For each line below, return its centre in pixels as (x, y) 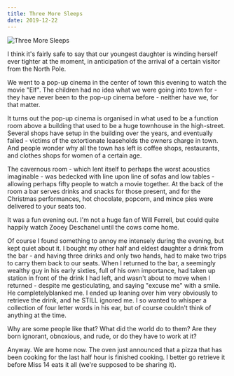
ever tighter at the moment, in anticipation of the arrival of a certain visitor (114, 61)
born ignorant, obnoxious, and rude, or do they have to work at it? (102, 336)
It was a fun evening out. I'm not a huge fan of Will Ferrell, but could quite (113, 220)
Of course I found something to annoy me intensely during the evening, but (116, 241)
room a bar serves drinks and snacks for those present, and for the (104, 191)
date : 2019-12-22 (33, 20)
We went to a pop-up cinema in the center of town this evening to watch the (117, 82)
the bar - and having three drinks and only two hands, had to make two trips (117, 256)
